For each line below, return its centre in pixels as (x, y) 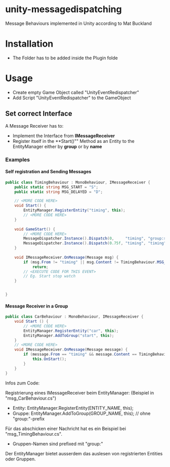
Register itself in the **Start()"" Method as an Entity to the (74, 141)
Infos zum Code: (23, 383)
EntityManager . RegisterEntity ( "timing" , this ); (74, 210)
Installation (29, 44)
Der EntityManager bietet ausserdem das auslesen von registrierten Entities (84, 453)
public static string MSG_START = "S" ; (56, 187)
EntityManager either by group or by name (57, 146)
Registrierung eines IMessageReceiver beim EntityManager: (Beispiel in (80, 393)
